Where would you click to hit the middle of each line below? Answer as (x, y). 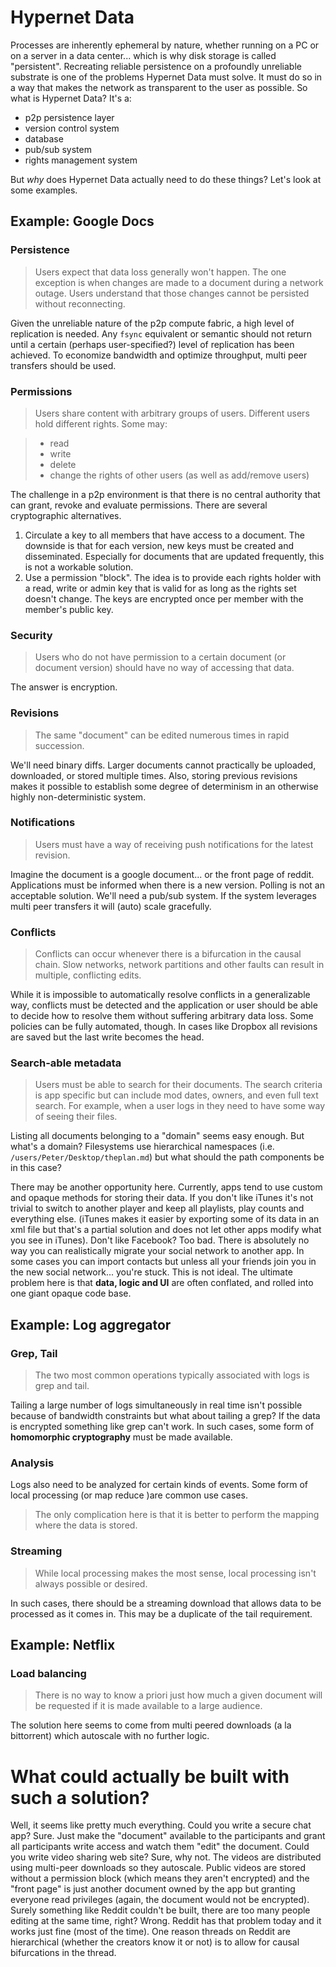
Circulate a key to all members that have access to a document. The (164, 535)
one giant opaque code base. (71, 1293)
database (44, 138)
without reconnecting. (80, 303)
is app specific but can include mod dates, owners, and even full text (176, 1095)
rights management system (81, 160)
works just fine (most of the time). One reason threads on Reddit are (150, 1932)
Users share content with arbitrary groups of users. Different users (172, 413)
